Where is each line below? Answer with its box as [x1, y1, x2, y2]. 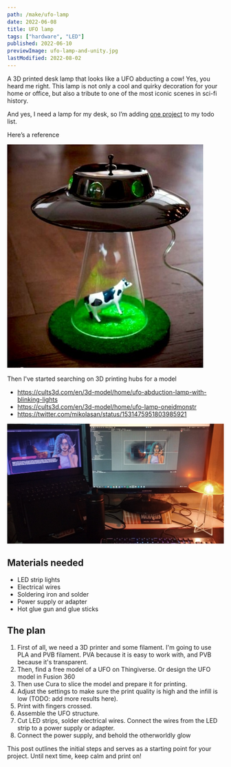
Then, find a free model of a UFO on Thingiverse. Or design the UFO [16, 665, 211, 673]
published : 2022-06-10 [7, 40, 72, 48]
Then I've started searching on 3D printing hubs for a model [7, 375, 177, 383]
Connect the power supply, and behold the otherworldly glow [16, 731, 191, 739]
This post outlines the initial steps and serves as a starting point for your [7, 744, 212, 753]
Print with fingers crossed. [16, 701, 93, 710]
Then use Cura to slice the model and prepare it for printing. [16, 679, 188, 688]
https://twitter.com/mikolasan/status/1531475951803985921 [16, 410, 187, 418]
